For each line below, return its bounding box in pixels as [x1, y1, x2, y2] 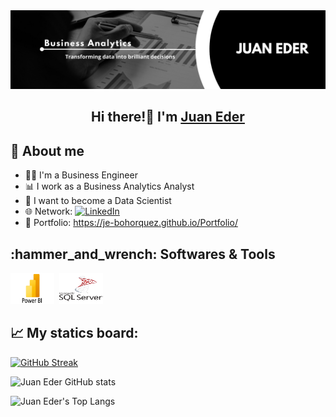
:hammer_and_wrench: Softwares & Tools [10, 245, 276, 263]
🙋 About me [10, 142, 85, 159]
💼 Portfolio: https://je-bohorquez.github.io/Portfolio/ [24, 217, 238, 229]
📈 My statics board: [10, 325, 139, 342]
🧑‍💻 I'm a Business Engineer [24, 169, 138, 181]
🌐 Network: [24, 205, 73, 218]
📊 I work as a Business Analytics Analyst [24, 180, 195, 193]
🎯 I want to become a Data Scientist [24, 195, 172, 207]
